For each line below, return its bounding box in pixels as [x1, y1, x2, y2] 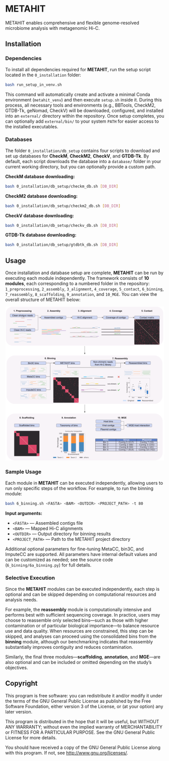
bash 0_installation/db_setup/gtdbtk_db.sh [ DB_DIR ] [5, 242, 119, 247]
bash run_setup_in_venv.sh [5, 82, 62, 87]
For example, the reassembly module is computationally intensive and [5, 606, 151, 613]
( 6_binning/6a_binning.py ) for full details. [5, 562, 92, 568]
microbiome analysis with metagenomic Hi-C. [5, 25, 100, 31]
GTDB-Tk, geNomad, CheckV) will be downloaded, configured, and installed [5, 107, 164, 114]
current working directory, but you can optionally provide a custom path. [5, 164, 156, 170]
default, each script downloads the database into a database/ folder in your [5, 158, 161, 164]
